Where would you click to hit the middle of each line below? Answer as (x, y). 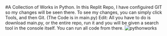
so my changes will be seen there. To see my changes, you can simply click (84, 12)
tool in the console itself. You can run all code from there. (64, 28)
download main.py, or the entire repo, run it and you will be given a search (82, 23)
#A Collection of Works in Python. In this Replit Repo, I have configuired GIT (84, 7)
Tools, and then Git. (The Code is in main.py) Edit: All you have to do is (78, 18)
